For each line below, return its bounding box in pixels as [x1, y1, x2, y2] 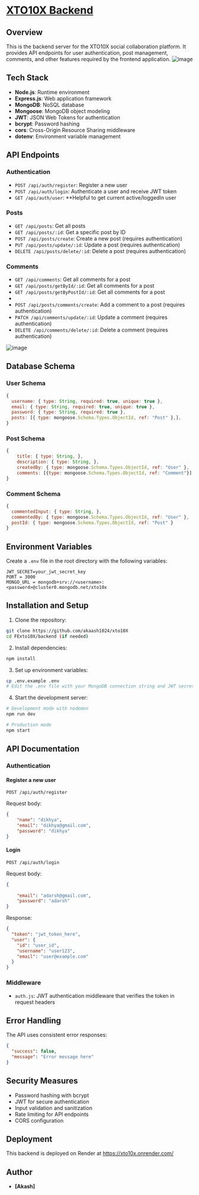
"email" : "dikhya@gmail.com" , [17, 822, 92, 829]
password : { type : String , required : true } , [11, 409, 126, 415]
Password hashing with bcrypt [14, 1092, 89, 1099]
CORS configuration [14, 1117, 64, 1124]
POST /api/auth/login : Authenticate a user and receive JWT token [14, 188, 177, 195]
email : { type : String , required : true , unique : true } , [11, 403, 155, 410]
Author [6, 1167, 33, 1177]
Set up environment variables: [14, 666, 88, 673]
